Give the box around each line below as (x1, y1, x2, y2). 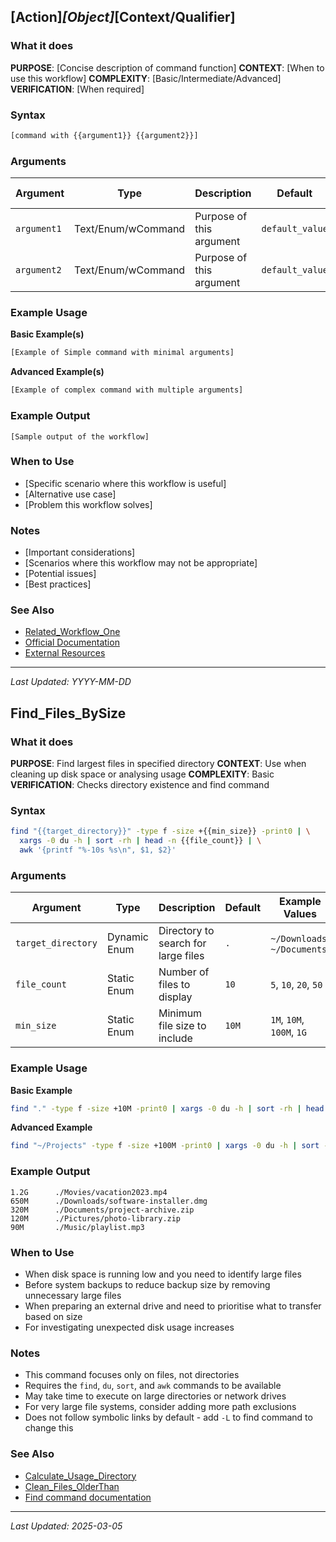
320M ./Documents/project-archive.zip (10, 1205, 195, 1215)
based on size (24, 1310, 83, 1322)
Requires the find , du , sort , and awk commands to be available (24, 1380, 282, 1392)
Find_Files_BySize (10, 705, 127, 722)
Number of (158, 965, 210, 979)
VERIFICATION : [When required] (10, 83, 145, 95)
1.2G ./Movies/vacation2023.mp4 (10, 1187, 168, 1197)
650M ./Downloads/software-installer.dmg (10, 1196, 208, 1206)
